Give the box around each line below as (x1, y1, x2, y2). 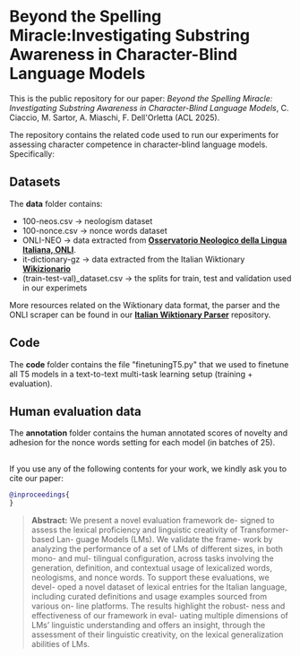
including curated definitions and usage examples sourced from (30, 591, 267, 601)
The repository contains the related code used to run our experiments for (9, 129, 279, 140)
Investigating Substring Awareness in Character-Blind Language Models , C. (9, 102, 289, 113)
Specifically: (9, 148, 56, 159)
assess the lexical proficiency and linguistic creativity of (30, 524, 238, 535)
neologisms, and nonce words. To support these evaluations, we (30, 572, 270, 583)
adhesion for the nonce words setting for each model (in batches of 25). (9, 437, 276, 448)
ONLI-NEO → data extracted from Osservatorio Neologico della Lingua (21, 235, 287, 246)
